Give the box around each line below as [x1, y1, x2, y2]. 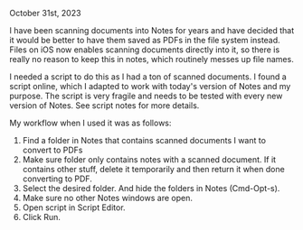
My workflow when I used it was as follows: [9, 117, 172, 128]
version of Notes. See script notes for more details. [9, 100, 200, 111]
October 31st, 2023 [9, 8, 81, 18]
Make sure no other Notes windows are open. [22, 193, 193, 203]
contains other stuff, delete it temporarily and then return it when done [22, 164, 285, 174]
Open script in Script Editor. [22, 202, 126, 213]
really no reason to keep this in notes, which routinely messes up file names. [9, 54, 294, 64]
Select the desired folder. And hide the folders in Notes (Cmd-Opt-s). [22, 183, 280, 193]
